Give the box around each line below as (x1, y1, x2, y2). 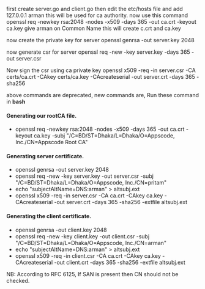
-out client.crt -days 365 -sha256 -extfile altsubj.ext (54, 258, 185, 266)
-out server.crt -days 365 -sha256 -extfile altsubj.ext (54, 199, 188, 206)
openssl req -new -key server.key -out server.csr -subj (15, 172, 154, 180)
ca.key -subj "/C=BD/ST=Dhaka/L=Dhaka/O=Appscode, (33, 132, 175, 139)
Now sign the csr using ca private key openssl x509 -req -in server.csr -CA (6, 67, 196, 74)
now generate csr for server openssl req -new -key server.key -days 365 (6, 48, 191, 56)
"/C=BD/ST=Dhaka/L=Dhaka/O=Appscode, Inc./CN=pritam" (15, 179, 167, 186)
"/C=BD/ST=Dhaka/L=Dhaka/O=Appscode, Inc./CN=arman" (15, 239, 167, 246)
